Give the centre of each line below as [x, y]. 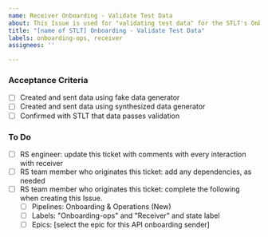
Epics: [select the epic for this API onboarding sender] [120, 225]
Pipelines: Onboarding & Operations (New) [101, 207]
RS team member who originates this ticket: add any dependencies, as [136, 172]
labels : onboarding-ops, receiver [66, 38]
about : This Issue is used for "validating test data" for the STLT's [128, 23]
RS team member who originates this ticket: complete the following [130, 189]
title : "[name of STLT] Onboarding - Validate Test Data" [106, 30]
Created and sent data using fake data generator [100, 97]
